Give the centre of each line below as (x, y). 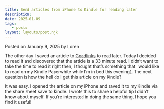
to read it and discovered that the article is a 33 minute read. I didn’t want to (82, 61)
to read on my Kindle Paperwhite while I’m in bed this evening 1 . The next (79, 71)
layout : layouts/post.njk (31, 32)
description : (18, 14)
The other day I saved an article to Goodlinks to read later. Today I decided (81, 56)
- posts (19, 28)
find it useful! (18, 102)
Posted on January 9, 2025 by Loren (42, 46)
